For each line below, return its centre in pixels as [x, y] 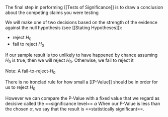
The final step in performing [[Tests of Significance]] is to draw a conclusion [84, 7]
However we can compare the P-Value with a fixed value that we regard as [82, 98]
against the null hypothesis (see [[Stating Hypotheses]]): [64, 28]
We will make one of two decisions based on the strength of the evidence [81, 22]
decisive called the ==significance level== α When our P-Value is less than [83, 103]
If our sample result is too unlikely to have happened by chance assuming [81, 55]
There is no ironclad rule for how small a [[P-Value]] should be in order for [82, 82]
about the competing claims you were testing [52, 13]
